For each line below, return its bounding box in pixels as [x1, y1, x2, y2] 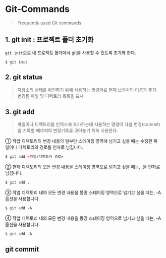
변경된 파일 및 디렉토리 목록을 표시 [17, 93, 84, 99]
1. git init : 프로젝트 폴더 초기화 [5, 36, 94, 44]
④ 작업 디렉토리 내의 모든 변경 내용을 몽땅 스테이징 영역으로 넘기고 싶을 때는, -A [5, 215, 161, 221]
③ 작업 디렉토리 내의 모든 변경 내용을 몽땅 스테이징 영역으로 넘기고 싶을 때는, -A [5, 190, 161, 195]
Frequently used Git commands [17, 20, 82, 26]
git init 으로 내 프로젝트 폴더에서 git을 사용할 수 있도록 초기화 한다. [5, 50, 136, 56]
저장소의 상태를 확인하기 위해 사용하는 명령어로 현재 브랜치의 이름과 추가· [17, 87, 158, 93]
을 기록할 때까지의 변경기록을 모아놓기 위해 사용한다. [17, 128, 118, 133]
